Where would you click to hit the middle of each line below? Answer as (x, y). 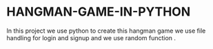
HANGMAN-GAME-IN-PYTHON (99, 12)
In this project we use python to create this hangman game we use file (106, 31)
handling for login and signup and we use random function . (91, 37)
